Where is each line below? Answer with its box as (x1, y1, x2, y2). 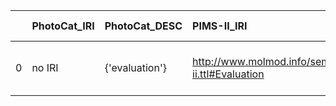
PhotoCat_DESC (104, 19, 183, 33)
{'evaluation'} (104, 61, 167, 74)
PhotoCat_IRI (31, 19, 95, 33)
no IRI (31, 61, 59, 74)
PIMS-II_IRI (192, 19, 248, 33)
